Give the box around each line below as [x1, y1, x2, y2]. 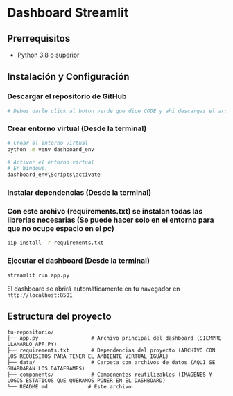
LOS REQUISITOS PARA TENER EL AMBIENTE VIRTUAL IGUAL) [7, 353, 169, 360]
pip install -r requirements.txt [7, 239, 104, 247]
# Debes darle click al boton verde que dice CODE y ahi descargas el [7, 107, 216, 114]
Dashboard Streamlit [7, 5, 129, 21]
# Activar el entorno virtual [7, 158, 95, 166]
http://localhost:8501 [7, 291, 73, 299]
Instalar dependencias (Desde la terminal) [7, 188, 152, 198]
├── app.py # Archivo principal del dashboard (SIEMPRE [7, 335, 222, 342]
